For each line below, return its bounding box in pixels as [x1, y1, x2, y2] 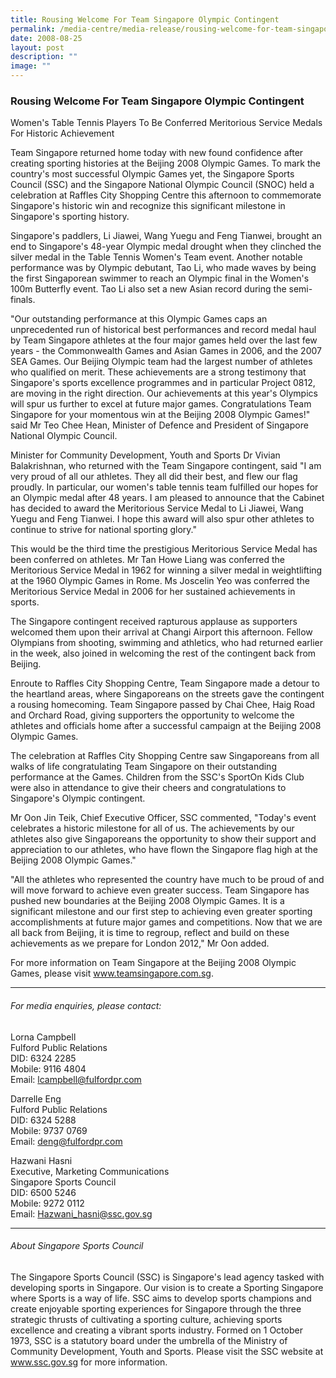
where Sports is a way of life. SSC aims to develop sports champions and [10, 1292, 312, 1304]
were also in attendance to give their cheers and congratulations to [10, 782, 287, 794]
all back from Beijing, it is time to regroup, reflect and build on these [10, 927, 290, 939]
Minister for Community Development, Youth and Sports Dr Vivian [10, 449, 281, 461]
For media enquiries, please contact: [10, 999, 162, 1011]
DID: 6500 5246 [10, 1186, 77, 1198]
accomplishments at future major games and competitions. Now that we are [10, 916, 323, 928]
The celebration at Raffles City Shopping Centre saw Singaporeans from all [10, 750, 320, 762]
